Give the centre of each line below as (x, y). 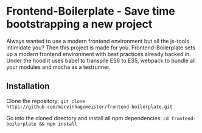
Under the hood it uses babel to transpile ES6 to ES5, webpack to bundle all (101, 60)
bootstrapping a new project (79, 24)
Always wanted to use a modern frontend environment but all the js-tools (98, 41)
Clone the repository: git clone (46, 101)
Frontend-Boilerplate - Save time (91, 11)
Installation (28, 86)
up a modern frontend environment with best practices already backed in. (99, 54)
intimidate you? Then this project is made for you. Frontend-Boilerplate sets (101, 48)
